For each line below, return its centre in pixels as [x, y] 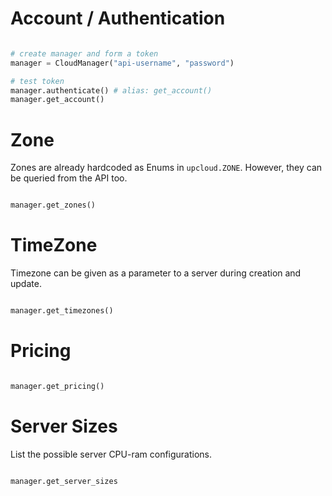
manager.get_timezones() [62, 311]
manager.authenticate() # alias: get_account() [111, 90]
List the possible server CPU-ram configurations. [111, 454]
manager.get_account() [57, 100]
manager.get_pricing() [57, 386]
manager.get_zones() [53, 205]
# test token [37, 81]
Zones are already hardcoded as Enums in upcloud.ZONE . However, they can [166, 168]
